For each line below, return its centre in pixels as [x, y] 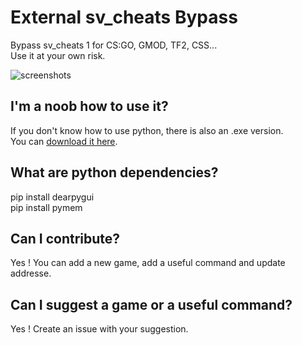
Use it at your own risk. [58, 55]
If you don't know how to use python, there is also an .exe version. [147, 130]
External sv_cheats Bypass [124, 17]
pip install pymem [46, 207]
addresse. [31, 273]
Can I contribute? [65, 238]
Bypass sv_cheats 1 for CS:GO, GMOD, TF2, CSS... [114, 45]
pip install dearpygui [52, 197]
